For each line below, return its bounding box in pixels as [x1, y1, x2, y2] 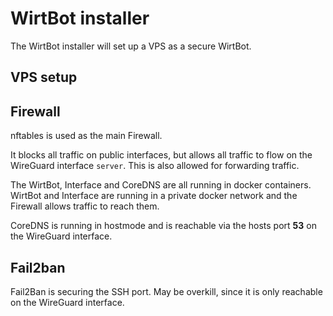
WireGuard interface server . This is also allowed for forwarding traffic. [10, 160, 300, 172]
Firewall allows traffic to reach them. [10, 200, 160, 212]
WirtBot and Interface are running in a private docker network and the [10, 190, 298, 202]
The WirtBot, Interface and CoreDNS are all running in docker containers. [10, 179, 312, 191]
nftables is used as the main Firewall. [10, 130, 163, 142]
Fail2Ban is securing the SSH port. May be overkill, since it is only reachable [10, 285, 323, 297]
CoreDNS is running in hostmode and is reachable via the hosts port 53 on [10, 220, 317, 232]
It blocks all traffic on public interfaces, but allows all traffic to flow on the [10, 149, 313, 161]
